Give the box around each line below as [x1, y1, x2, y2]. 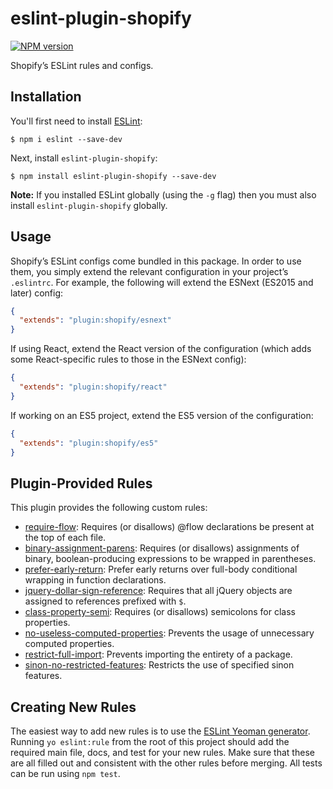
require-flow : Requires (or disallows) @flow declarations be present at [24, 521, 315, 533]
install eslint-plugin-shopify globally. [10, 199, 168, 211]
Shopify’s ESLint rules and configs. [10, 59, 154, 71]
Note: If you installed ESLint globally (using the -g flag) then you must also [10, 188, 317, 201]
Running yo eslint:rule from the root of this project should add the [10, 736, 290, 748]
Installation [10, 88, 82, 106]
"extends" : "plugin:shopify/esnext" [19, 315, 172, 326]
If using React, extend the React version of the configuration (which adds [10, 343, 312, 355]
